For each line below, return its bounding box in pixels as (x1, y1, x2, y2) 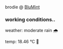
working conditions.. (5, 16, 56, 23)
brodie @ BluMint (5, 4, 40, 10)
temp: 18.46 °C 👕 (5, 39, 39, 45)
